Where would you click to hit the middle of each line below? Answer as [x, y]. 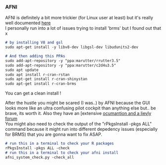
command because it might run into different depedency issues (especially [81, 129]
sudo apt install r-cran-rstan [37, 75]
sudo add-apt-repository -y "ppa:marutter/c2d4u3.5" [61, 65]
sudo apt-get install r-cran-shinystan [46, 79]
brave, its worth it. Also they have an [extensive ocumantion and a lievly [78, 113]
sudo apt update [22, 70]
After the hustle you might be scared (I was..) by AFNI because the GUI [78, 103]
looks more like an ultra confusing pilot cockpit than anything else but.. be [81, 108]
